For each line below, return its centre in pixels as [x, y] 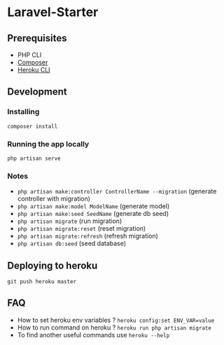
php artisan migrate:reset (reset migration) [82, 229]
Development [37, 92]
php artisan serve [34, 158]
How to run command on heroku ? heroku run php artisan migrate [114, 327]
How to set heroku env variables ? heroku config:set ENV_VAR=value [116, 320]
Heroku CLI [34, 70]
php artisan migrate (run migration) [70, 221]
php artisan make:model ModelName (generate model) [93, 206]
